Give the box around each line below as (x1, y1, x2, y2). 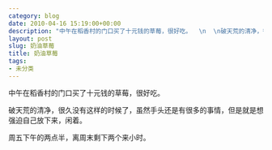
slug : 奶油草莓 (8, 42, 55, 50)
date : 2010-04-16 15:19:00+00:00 (8, 19, 121, 28)
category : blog (8, 11, 60, 20)
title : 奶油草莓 (8, 49, 58, 58)
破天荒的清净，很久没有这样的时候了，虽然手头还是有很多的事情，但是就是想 (8, 105, 264, 114)
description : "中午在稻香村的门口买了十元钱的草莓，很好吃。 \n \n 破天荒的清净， (8, 27, 263, 35)
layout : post (8, 34, 53, 43)
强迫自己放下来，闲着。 (8, 115, 87, 125)
